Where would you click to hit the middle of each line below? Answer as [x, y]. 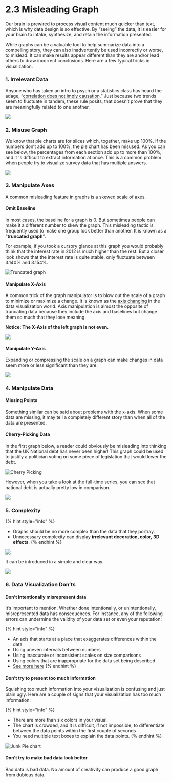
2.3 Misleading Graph [52, 9]
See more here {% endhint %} [45, 666]
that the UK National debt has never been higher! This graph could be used [84, 451]
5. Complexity [23, 510]
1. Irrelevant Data [27, 79]
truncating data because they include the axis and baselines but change [81, 312]
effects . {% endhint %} [37, 542]
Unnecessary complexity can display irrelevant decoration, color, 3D [86, 537]
